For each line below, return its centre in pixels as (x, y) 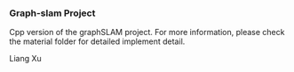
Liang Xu (25, 59)
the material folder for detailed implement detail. (97, 41)
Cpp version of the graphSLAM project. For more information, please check (147, 32)
